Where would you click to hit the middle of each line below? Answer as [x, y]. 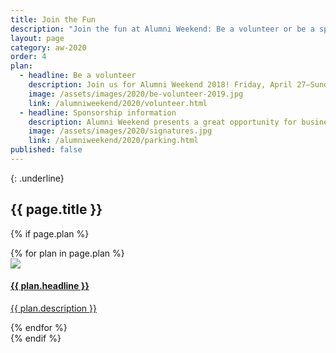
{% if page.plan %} [50, 233]
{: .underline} [37, 178]
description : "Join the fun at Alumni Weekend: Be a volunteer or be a [162, 29]
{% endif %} [36, 338]
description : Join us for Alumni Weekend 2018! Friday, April [160, 85]
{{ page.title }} [56, 209]
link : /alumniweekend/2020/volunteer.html [118, 103]
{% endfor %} [39, 327]
